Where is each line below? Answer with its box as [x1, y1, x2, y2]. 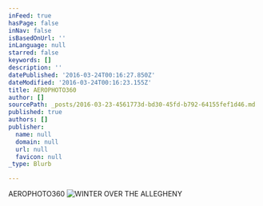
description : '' [8, 64, 62, 72]
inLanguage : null [8, 42, 66, 50]
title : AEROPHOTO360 [8, 85, 78, 94]
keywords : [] [8, 57, 52, 65]
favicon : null [15, 153, 62, 160]
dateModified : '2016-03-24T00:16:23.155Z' [8, 78, 152, 86]
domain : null [15, 137, 59, 146]
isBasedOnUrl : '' [8, 34, 66, 42]
